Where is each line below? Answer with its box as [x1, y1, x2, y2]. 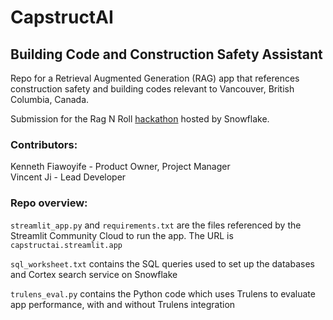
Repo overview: [10, 196, 88, 210]
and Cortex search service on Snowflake [10, 268, 178, 280]
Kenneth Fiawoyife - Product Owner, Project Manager [10, 161, 231, 173]
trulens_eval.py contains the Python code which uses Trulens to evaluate [10, 287, 316, 300]
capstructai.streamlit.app [10, 240, 123, 250]
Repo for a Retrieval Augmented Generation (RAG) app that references [10, 72, 300, 84]
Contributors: [10, 137, 78, 151]
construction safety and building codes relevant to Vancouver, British [10, 83, 295, 95]
